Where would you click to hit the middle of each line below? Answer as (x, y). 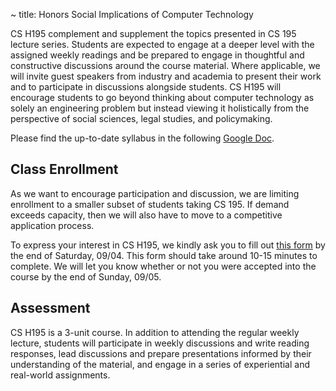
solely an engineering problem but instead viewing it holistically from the (160, 108)
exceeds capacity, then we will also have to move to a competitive (146, 215)
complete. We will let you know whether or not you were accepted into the (163, 266)
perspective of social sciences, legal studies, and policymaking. (141, 118)
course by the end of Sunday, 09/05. (86, 276)
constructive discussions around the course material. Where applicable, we (165, 65)
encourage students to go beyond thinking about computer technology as (162, 97)
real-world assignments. (60, 375)
